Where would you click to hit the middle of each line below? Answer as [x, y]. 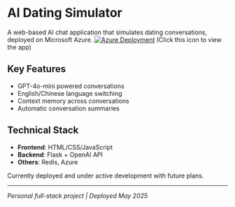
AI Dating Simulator [65, 13]
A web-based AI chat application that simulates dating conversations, [107, 32]
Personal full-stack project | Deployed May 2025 [78, 195]
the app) [19, 47]
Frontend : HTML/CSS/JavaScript [65, 147]
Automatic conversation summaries [69, 108]
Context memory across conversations [73, 101]
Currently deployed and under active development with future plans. [106, 176]
